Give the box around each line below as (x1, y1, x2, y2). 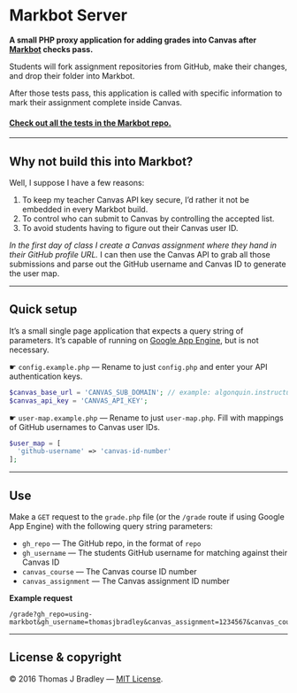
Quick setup (9, 302, 78, 317)
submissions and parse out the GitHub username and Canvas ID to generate (9, 258, 286, 269)
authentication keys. (9, 371, 83, 381)
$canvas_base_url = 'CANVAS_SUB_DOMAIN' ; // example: (9, 388, 212, 397)
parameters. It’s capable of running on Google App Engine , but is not (9, 335, 259, 345)
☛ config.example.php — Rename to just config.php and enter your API (9, 361, 268, 372)
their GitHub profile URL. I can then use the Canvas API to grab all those (9, 249, 271, 259)
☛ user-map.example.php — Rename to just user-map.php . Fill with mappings (9, 412, 285, 423)
